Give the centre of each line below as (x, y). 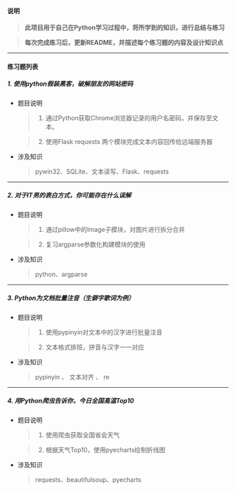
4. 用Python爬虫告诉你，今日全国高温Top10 (71, 401)
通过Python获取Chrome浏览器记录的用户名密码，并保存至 (129, 118)
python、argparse (61, 274)
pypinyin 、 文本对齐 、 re (72, 377)
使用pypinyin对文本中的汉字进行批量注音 (104, 332)
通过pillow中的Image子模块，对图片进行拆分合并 (115, 229)
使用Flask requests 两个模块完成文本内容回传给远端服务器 (129, 141)
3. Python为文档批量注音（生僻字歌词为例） (71, 298)
